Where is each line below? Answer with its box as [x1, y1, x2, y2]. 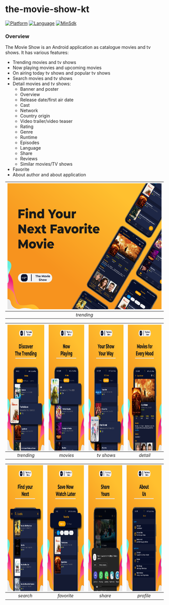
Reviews [20, 156, 38, 162]
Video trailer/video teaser [20, 118, 73, 124]
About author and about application [12, 172, 87, 178]
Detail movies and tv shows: [12, 81, 71, 87]
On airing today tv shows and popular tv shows [12, 70, 111, 76]
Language [20, 145, 41, 151]
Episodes [20, 140, 39, 146]
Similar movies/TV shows [20, 161, 73, 167]
